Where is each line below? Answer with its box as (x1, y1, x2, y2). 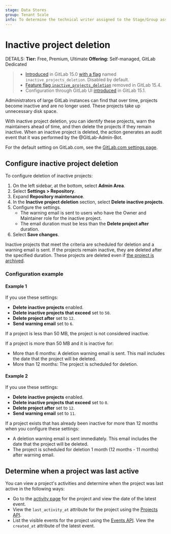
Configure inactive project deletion (5, 159, 119, 168)
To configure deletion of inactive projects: (5, 173, 93, 179)
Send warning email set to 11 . (12, 410, 76, 416)
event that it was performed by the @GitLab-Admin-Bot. (5, 134, 123, 141)
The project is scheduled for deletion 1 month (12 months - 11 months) (12, 447, 159, 453)
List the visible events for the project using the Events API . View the (12, 517, 154, 524)
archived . (5, 258, 25, 264)
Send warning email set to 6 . (12, 320, 74, 327)
